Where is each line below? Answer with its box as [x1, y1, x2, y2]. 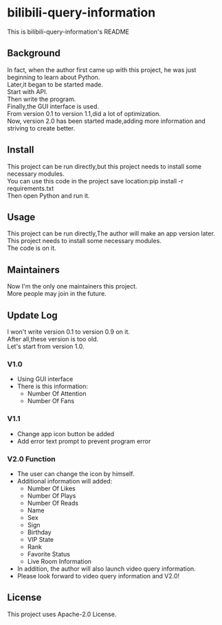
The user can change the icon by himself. [16, 469, 135, 478]
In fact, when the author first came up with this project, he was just [7, 65, 197, 73]
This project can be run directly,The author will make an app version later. [7, 229, 215, 238]
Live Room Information [27, 557, 91, 565]
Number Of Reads [27, 499, 79, 507]
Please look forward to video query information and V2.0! [16, 571, 180, 580]
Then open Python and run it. [7, 191, 90, 200]
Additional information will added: [16, 477, 113, 485]
